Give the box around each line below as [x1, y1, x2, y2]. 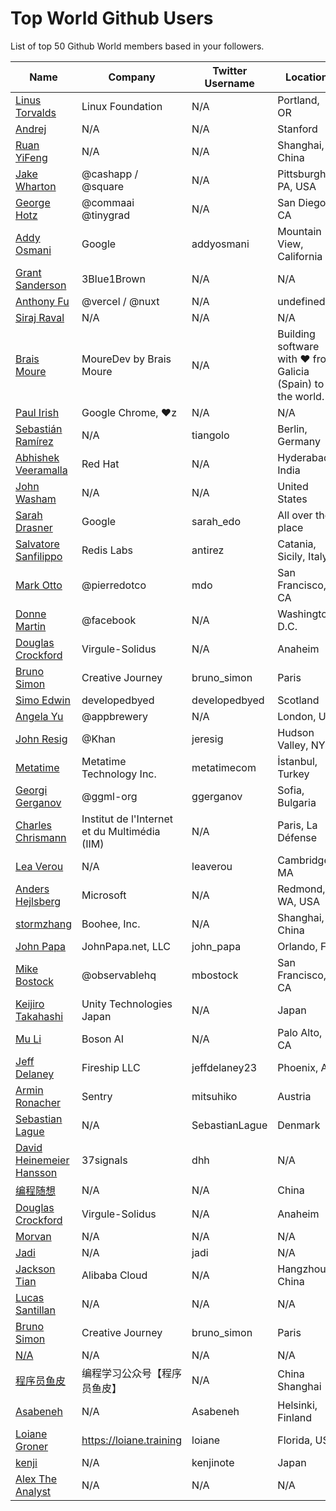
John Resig [15, 732, 68, 746]
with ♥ [277, 352, 311, 366]
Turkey [277, 767, 310, 781]
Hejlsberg [15, 894, 62, 908]
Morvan [15, 1229, 52, 1243]
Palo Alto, [277, 1025, 323, 1039]
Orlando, [277, 939, 318, 953]
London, [277, 709, 317, 723]
